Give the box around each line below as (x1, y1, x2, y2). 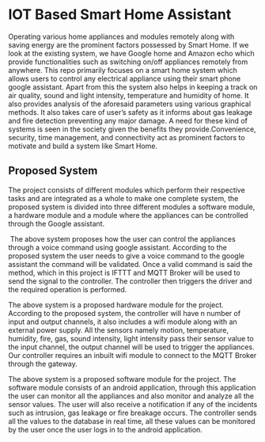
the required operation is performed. (8, 284, 127, 294)
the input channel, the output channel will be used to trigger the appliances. (8, 342, 255, 352)
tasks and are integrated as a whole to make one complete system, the (8, 193, 239, 203)
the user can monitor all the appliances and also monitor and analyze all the (8, 391, 255, 401)
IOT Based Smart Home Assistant (8, 6, 232, 24)
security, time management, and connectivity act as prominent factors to (8, 132, 245, 142)
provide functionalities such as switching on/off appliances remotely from (8, 57, 248, 67)
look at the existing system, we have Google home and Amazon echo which (8, 48, 255, 58)
